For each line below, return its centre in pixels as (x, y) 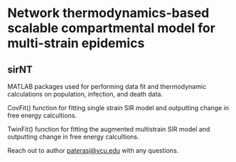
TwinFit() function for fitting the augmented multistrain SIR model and (109, 129)
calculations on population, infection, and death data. (85, 94)
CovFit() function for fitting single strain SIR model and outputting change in (118, 108)
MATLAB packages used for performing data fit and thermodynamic (107, 86)
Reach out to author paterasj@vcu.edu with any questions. (93, 150)
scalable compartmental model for (111, 28)
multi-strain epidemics (76, 43)
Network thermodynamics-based (108, 13)
